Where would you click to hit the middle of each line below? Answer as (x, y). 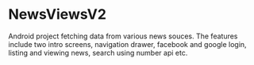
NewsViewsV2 (58, 14)
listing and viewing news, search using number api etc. (98, 52)
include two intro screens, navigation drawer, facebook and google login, (128, 44)
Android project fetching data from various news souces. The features (123, 36)
